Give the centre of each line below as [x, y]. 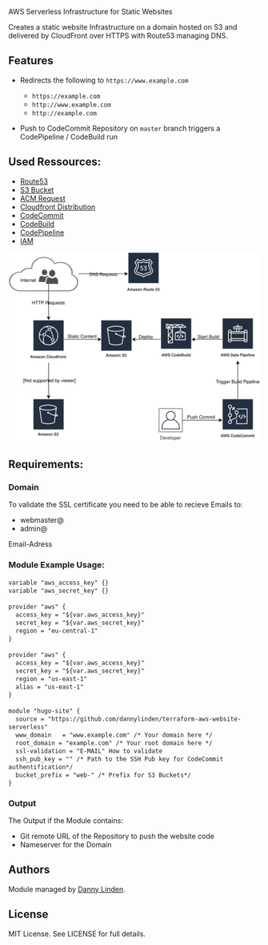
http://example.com [64, 113]
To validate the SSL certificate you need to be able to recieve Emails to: [126, 505]
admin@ [34, 529]
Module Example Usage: [57, 565]
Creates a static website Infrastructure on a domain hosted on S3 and [123, 27]
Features [31, 61]
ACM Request [42, 198]
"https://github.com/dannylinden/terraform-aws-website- [144, 719]
